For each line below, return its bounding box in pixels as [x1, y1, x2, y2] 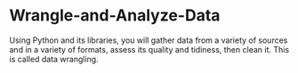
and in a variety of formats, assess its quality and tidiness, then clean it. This [9, 44, 290, 54]
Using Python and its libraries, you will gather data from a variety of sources [9, 35, 288, 45]
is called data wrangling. [9, 53, 100, 64]
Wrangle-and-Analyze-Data [9, 5, 221, 26]
